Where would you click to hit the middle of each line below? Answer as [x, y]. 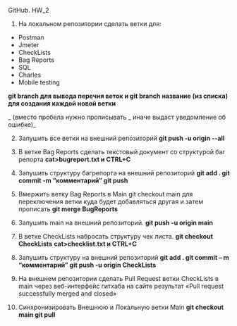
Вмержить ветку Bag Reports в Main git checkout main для [105, 194]
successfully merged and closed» [67, 294]
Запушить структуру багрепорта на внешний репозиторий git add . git [124, 173]
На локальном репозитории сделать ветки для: [90, 24]
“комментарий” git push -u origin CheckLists [87, 265]
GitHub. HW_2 [29, 10]
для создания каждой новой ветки [62, 104]
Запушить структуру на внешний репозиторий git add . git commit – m [124, 257]
